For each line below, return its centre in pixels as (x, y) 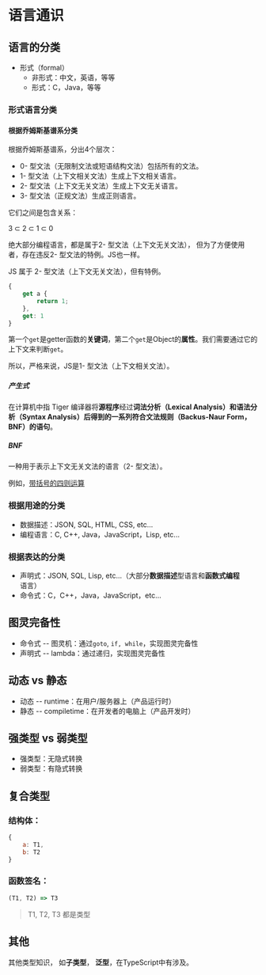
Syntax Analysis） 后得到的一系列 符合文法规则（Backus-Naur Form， (137, 417)
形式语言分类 (33, 109)
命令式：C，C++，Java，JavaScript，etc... (91, 595)
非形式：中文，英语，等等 (73, 78)
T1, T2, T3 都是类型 (59, 914)
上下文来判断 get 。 (38, 349)
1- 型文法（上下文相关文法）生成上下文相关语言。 (100, 176)
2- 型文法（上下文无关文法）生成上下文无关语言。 (101, 186)
